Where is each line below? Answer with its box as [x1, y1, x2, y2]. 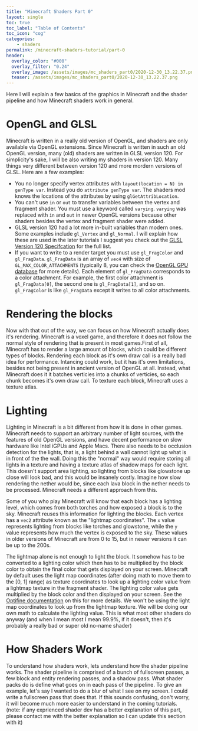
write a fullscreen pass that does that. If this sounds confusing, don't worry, [6, 693, 190, 700]
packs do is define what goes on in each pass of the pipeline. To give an [6, 681, 181, 688]
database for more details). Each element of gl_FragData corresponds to [14, 268, 190, 275]
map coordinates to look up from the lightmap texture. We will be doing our [6, 603, 189, 610]
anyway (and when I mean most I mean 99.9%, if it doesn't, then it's [6, 615, 171, 623]
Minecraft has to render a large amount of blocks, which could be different [6, 346, 187, 353]
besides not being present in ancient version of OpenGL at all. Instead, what [6, 364, 190, 371]
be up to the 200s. [6, 541, 51, 549]
